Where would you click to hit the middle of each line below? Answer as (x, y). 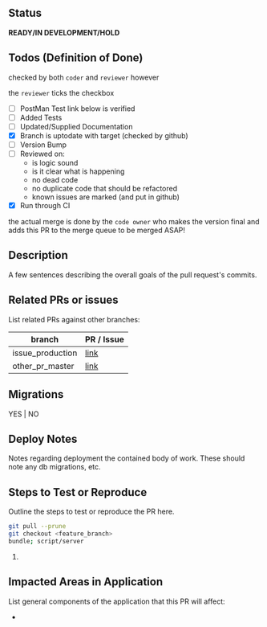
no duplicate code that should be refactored (105, 189)
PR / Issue (105, 339)
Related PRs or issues (63, 300)
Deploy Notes (43, 438)
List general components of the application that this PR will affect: (117, 601)
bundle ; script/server (46, 541)
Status (25, 13)
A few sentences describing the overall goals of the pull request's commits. (133, 275)
